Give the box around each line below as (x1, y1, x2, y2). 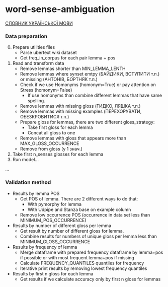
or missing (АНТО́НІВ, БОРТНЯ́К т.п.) (20, 77, 98, 83)
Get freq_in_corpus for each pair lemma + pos (20, 55, 116, 61)
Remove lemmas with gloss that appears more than (20, 135, 127, 141)
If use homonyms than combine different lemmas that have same (27, 92, 162, 99)
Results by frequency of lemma (12, 244, 77, 250)
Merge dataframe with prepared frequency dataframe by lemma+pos (20, 249, 163, 255)
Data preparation (5, 33, 48, 40)
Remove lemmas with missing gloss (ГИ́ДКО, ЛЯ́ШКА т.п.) (20, 103, 141, 109)
